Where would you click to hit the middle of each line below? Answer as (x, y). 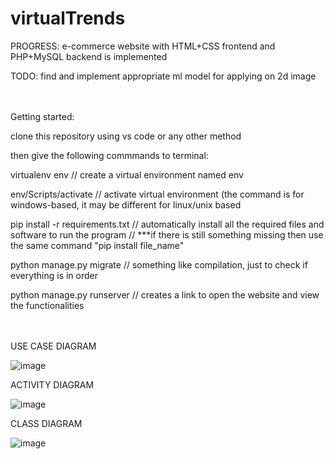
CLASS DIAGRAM (46, 423)
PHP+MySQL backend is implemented (89, 56)
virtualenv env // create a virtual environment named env (127, 174)
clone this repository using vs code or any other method (126, 136)
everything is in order (54, 275)
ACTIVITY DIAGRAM (52, 384)
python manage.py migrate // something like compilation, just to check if (159, 264)
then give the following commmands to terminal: (109, 155)
